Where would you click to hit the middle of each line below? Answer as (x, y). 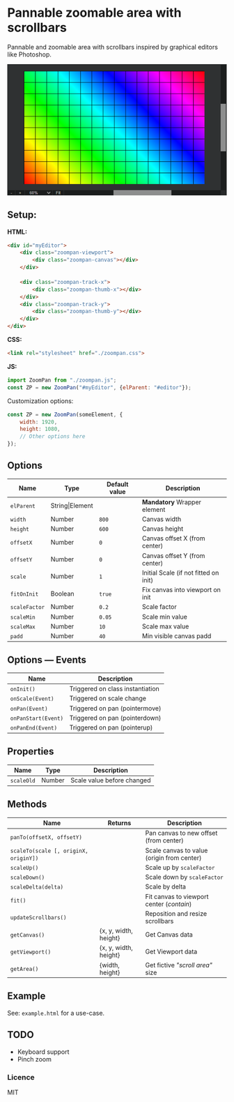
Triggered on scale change (108, 698)
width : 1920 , (39, 422)
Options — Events (47, 660)
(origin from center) (173, 858)
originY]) (24, 858)
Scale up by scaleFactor (180, 867)
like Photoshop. (30, 54)
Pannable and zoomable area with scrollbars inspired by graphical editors (112, 47)
